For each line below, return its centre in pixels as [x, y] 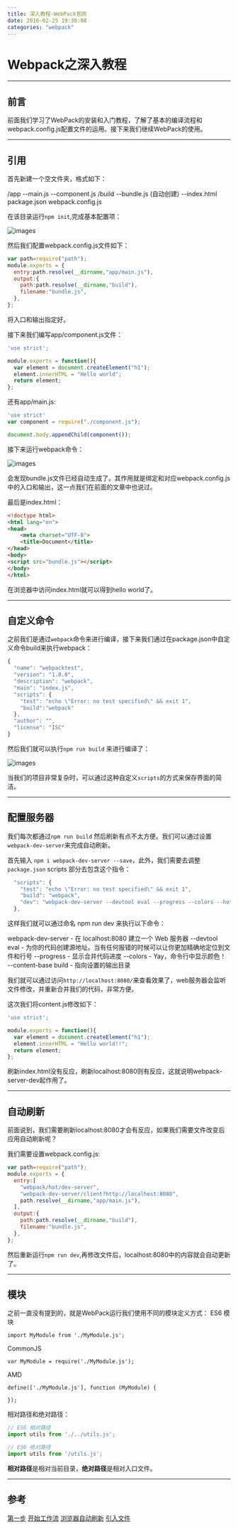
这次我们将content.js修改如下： [53, 1004]
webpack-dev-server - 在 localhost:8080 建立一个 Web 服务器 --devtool [113, 938]
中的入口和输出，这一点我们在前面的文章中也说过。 [82, 487]
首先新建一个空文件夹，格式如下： [57, 178]
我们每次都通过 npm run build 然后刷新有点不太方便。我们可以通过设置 [110, 836]
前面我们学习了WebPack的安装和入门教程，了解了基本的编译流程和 [105, 120]
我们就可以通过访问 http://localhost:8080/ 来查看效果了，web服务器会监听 [117, 980]
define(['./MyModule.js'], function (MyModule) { [82, 1388]
